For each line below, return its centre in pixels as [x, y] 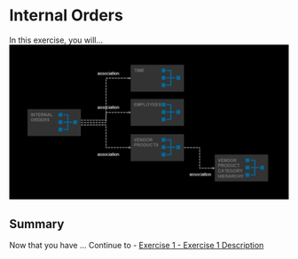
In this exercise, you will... [56, 40]
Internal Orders [67, 16]
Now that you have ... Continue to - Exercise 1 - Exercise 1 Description [137, 246]
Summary [37, 224]
